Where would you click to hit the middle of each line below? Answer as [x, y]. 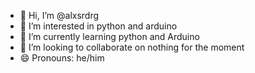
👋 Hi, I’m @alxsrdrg [59, 15]
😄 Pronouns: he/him [62, 58]
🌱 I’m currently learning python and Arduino [109, 36]
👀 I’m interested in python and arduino [98, 26]
